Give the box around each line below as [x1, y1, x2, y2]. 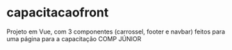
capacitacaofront [6, 5, 109, 21]
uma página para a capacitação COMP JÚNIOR [6, 34, 142, 42]
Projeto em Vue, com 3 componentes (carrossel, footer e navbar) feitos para [6, 27, 226, 36]
